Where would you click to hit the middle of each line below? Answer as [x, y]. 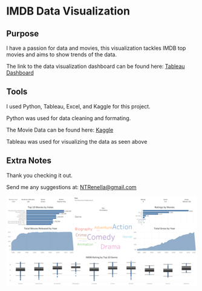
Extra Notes [29, 161]
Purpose [23, 34]
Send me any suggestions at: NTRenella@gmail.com [72, 187]
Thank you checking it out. [39, 175]
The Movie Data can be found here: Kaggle [60, 130]
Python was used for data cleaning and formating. [69, 118]
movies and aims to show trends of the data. [61, 55]
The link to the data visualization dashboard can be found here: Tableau [96, 66]
